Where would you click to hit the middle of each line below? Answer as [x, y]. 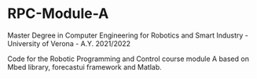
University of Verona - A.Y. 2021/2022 [69, 43]
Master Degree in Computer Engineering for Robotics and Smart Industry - [128, 35]
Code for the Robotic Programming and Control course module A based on [128, 59]
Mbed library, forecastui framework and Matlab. [84, 66]
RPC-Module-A [58, 14]
